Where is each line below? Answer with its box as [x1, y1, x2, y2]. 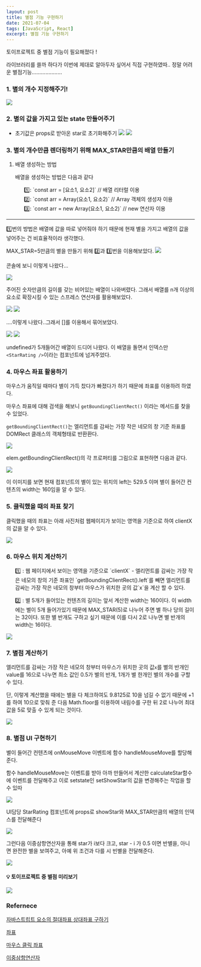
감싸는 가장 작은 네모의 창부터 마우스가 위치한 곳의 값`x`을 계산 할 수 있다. [14, 584, 185, 591]
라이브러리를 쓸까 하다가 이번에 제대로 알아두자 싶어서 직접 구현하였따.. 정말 [6, 61, 182, 68]
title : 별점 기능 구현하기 [6, 14, 63, 20]
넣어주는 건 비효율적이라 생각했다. [6, 235, 85, 242]
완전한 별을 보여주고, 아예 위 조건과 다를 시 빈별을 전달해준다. [12, 847, 154, 854]
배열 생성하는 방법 [14, 161, 57, 168]
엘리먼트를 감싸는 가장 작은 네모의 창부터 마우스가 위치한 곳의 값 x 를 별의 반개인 [6, 663, 190, 671]
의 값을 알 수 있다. [6, 524, 48, 531]
